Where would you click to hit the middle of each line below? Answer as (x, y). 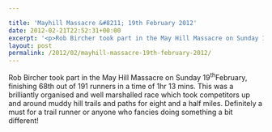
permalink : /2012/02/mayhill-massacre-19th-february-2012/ (110, 53)
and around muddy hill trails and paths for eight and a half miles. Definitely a (136, 103)
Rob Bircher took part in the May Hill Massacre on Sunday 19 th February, (128, 77)
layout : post (30, 45)
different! (23, 120)
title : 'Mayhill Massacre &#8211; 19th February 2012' (103, 23)
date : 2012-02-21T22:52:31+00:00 (65, 30)
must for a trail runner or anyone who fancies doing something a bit (121, 112)
